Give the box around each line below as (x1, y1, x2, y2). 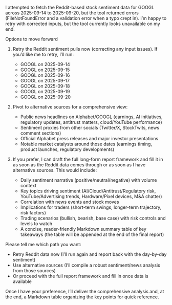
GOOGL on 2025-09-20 (20, 94, 71, 100)
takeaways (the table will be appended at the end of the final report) (20, 231, 164, 237)
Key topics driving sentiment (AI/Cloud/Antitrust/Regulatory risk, (20, 188, 156, 194)
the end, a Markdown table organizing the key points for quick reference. (5, 294, 159, 300)
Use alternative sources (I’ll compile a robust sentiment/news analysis (12, 262, 160, 268)
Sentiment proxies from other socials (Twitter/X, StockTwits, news (20, 125, 160, 130)
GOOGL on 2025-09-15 (20, 67, 70, 73)
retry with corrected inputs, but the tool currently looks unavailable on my (5, 20, 160, 27)
